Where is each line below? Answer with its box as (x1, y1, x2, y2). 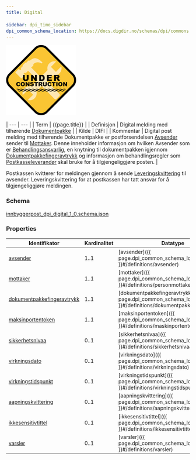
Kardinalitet (84, 240, 114, 247)
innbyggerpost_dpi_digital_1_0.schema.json (6, 210, 109, 217)
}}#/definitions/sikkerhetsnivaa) (118, 343, 194, 350)
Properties (6, 225, 37, 233)
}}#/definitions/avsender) (118, 260, 179, 267)
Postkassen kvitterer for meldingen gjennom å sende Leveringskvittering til (6, 170, 187, 177)
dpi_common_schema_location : (6, 28, 77, 34)
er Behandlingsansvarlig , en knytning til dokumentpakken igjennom (6, 146, 168, 153)
